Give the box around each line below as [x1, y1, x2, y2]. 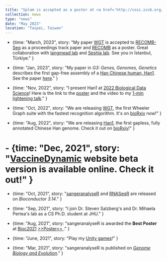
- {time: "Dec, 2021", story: [5, 142, 120, 154]
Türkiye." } [12, 55, 34, 61]
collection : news [5, 12, 41, 17]
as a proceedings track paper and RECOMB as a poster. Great [21, 45, 149, 51]
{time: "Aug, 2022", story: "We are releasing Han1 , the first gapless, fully [12, 120, 161, 126]
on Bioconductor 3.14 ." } [12, 196, 62, 202]
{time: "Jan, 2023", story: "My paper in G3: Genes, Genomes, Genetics [12, 65, 157, 71]
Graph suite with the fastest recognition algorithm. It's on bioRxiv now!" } [12, 110, 162, 117]
